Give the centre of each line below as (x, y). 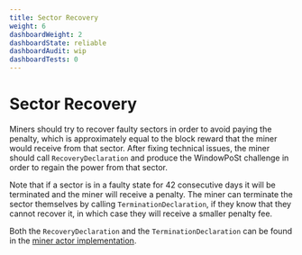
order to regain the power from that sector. (89, 167)
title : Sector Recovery (54, 18)
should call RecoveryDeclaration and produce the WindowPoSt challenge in (149, 158)
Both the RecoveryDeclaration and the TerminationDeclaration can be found (151, 231)
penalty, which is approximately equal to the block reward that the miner (143, 138)
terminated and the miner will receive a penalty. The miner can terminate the (151, 194)
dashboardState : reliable (58, 43)
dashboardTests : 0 (44, 59)
